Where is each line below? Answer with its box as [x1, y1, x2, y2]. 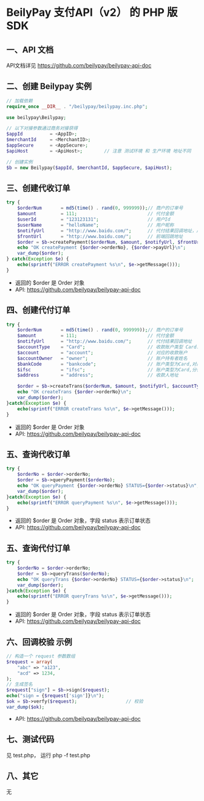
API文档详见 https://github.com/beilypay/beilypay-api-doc [6, 62, 152, 69]
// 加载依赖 [6, 98, 33, 104]
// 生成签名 [6, 681, 33, 687]
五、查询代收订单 [6, 449, 70, 459]
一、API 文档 [6, 44, 54, 55]
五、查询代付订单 [6, 543, 70, 553]
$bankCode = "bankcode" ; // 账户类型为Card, [17, 361, 192, 367]
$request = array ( [6, 659, 53, 665]
